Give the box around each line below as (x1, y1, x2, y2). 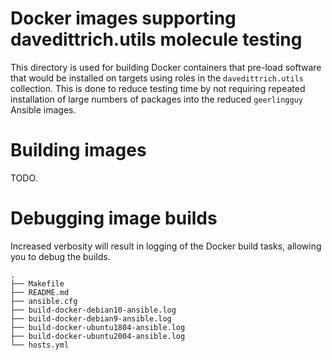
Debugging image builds (10, 207, 218, 230)
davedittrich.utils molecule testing (10, 28, 303, 51)
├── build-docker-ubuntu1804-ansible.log (10, 322, 186, 332)
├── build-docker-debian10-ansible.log (10, 305, 177, 315)
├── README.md (10, 287, 70, 297)
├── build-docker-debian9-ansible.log (10, 313, 172, 324)
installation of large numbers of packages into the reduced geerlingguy (10, 93, 303, 105)
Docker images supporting (10, 7, 237, 30)
